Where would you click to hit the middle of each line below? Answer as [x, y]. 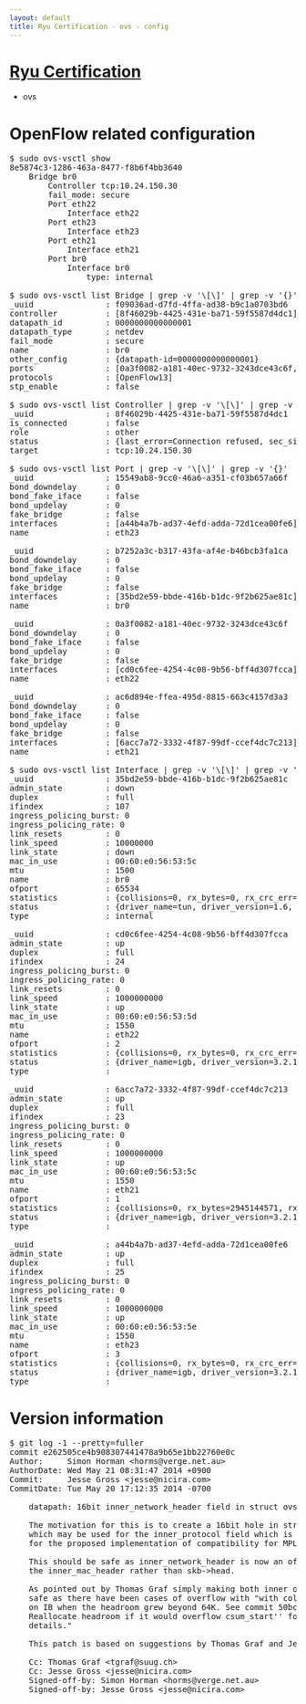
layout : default [40, 18]
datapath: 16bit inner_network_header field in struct [154, 1507]
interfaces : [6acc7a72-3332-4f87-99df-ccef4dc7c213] [153, 743]
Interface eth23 [103, 232]
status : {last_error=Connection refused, [137, 442]
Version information [87, 1418]
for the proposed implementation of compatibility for [154, 1544]
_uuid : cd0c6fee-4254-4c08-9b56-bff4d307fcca [149, 935]
